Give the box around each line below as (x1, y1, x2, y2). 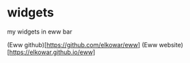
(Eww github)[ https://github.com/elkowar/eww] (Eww (7, 40, 158, 49)
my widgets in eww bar (7, 27, 73, 36)
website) (159, 40, 183, 49)
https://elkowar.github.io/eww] (9, 48, 96, 56)
